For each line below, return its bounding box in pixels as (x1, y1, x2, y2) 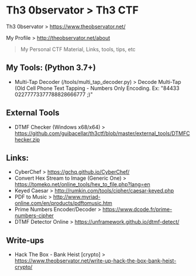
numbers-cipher (14, 212, 54, 219)
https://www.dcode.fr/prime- (102, 206, 173, 213)
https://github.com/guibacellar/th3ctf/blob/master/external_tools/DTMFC (14, 130, 190, 137)
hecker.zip (14, 136, 40, 143)
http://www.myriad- (53, 193, 101, 200)
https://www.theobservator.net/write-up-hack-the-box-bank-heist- (14, 257, 177, 264)
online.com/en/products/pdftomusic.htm (14, 200, 112, 207)
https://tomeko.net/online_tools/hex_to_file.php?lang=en (14, 181, 150, 188)
